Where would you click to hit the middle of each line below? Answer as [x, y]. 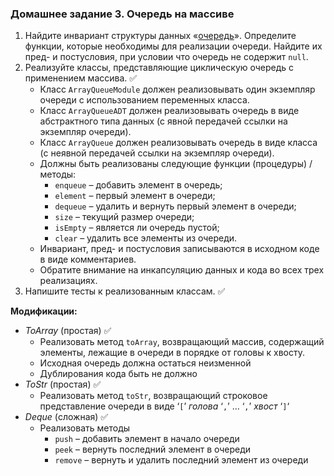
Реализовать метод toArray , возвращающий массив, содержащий [182, 342]
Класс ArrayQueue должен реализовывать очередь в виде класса [178, 143]
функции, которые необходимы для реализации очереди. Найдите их [173, 46]
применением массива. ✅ [81, 78]
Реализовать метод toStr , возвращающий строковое [153, 396]
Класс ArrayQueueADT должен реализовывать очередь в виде [169, 111]
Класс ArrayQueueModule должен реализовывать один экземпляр [177, 89]
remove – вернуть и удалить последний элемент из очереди [181, 460]
